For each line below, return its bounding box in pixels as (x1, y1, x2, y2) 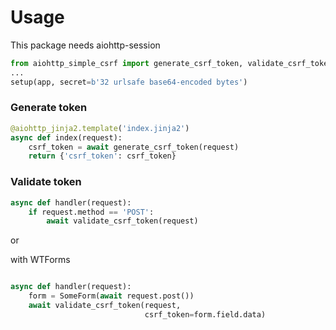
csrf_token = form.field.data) (144, 309, 267, 320)
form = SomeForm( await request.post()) (28, 291, 195, 301)
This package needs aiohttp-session (10, 39, 161, 51)
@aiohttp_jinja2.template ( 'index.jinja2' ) (10, 123, 190, 133)
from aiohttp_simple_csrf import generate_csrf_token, (10, 58, 244, 68)
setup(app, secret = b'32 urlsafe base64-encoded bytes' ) (10, 77, 248, 87)
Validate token (10, 175, 82, 189)
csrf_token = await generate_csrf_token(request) (28, 142, 240, 152)
